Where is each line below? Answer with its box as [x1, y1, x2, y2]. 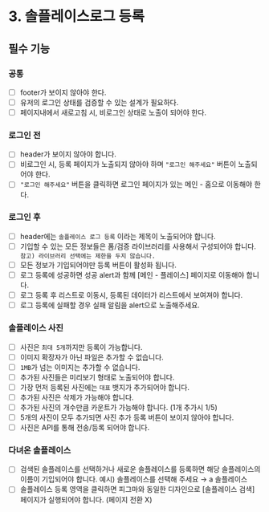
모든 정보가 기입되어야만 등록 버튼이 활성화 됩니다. [19, 260, 177, 270]
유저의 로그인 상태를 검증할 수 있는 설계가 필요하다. [19, 97, 179, 107]
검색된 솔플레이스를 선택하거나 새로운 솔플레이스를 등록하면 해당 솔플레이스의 [19, 465, 261, 474]
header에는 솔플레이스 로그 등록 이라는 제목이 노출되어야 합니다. [19, 231, 216, 241]
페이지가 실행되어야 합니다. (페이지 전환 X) [19, 494, 153, 504]
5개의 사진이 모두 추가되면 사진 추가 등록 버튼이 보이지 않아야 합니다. [19, 412, 234, 422]
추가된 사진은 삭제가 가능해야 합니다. [19, 392, 134, 402]
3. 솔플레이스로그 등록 [8, 7, 145, 26]
